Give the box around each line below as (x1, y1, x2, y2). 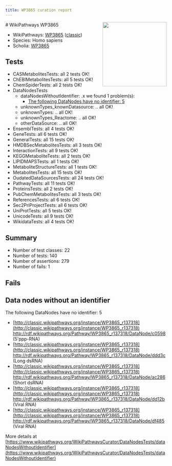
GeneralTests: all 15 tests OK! (12, 137, 75, 143)
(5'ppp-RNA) (12, 336, 40, 342)
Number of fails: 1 (12, 263, 50, 270)
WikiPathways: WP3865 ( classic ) (12, 31, 83, 38)
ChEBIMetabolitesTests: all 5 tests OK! (12, 77, 93, 83)
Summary (5, 234, 37, 242)
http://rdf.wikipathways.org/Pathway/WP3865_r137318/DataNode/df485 (12, 418, 165, 424)
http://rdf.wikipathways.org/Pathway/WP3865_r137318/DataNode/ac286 (12, 374, 165, 381)
